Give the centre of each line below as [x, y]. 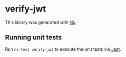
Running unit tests [33, 37]
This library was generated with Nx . [41, 22]
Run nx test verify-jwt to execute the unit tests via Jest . [63, 49]
